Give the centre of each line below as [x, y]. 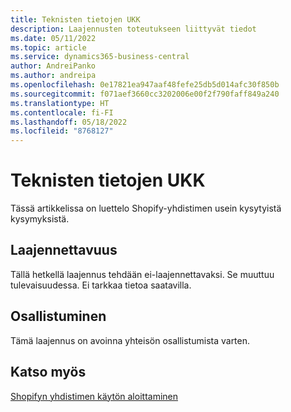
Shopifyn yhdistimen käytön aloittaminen [94, 396]
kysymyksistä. [40, 219]
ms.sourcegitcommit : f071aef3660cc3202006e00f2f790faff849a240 [145, 94]
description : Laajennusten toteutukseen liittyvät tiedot [133, 29]
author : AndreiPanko [53, 66]
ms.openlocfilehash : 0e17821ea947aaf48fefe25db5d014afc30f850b [145, 85]
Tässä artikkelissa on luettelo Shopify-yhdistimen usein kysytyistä [146, 208]
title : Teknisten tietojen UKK [75, 19]
